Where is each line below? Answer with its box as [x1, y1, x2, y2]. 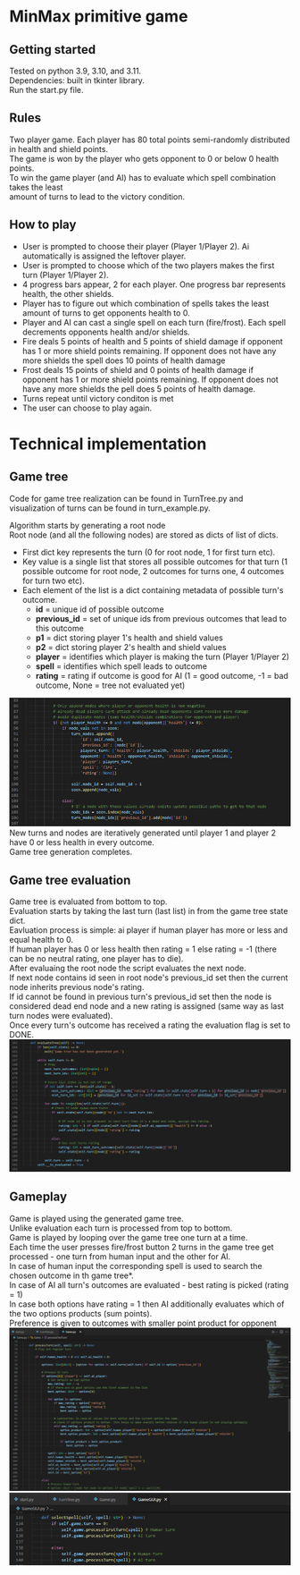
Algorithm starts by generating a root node [9, 520, 166, 530]
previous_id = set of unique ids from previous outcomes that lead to [35, 613, 287, 623]
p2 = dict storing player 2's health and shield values [35, 641, 227, 652]
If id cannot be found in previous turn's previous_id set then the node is [9, 991, 272, 1003]
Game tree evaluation [9, 872, 131, 887]
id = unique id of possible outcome [35, 604, 164, 614]
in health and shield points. [9, 143, 109, 154]
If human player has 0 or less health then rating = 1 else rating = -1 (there [9, 944, 277, 954]
